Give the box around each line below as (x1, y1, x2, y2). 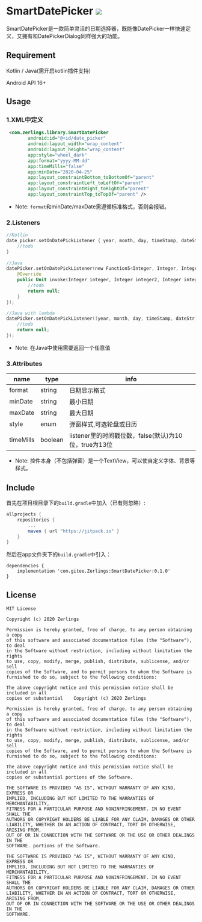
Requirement (6, 50, 56, 61)
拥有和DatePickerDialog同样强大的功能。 (22, 32, 123, 40)
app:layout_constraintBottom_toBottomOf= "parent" (28, 175, 155, 181)
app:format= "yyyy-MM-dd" (28, 158, 90, 164)
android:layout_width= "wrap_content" (28, 141, 122, 147)
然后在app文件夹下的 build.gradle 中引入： (6, 551, 111, 558)
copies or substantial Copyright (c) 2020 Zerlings (6, 696, 147, 702)
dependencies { (6, 563, 44, 569)
